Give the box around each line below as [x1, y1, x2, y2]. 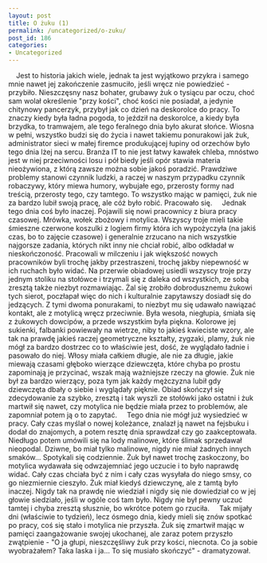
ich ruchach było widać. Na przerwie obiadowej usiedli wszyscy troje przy [8, 266, 252, 276]
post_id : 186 [8, 34, 52, 42]
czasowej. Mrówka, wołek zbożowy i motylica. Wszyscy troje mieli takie [8, 215, 244, 224]
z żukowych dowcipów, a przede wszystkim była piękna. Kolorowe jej [8, 317, 237, 326]
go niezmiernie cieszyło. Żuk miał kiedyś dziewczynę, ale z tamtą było [8, 478, 239, 487]
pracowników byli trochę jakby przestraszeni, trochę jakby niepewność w [8, 257, 249, 267]
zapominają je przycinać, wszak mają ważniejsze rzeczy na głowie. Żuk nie [8, 368, 255, 377]
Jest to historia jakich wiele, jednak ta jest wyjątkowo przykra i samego [15, 71, 249, 80]
